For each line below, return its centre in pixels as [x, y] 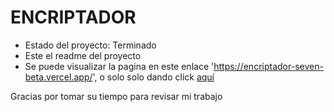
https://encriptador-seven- [268, 66]
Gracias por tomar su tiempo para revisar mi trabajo [116, 96]
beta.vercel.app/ [58, 77]
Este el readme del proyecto [83, 55]
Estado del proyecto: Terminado [90, 45]
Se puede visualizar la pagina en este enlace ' [119, 66]
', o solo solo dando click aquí [153, 77]
